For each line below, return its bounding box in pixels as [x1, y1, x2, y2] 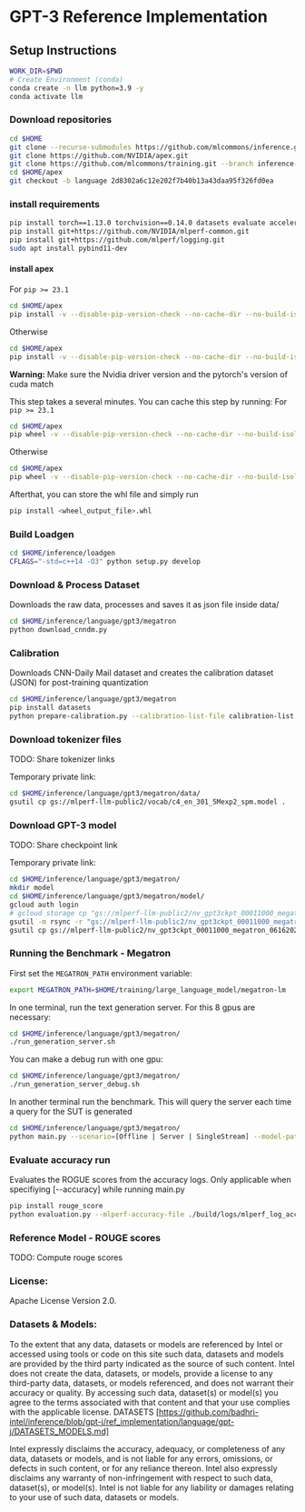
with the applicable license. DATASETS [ [9, 1407, 160, 1417]
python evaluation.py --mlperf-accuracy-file [9, 1210, 184, 1219]
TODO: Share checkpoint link [9, 839, 118, 851]
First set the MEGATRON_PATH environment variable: [9, 967, 192, 978]
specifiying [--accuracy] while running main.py [9, 1184, 185, 1195]
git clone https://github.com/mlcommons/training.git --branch [9, 159, 254, 169]
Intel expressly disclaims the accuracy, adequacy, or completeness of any [9, 1443, 286, 1454]
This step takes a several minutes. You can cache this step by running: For [9, 396, 288, 406]
